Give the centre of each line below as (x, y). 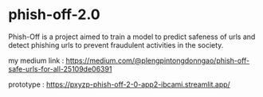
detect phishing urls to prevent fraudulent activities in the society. (116, 45)
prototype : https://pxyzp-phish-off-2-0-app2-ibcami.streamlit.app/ (120, 84)
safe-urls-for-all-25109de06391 (60, 68)
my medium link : (36, 60)
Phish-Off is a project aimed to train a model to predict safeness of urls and (132, 37)
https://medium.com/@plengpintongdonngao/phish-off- (158, 60)
